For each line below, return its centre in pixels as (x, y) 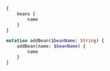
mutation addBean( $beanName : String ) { (55, 41)
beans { (26, 14)
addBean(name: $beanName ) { (51, 46)
